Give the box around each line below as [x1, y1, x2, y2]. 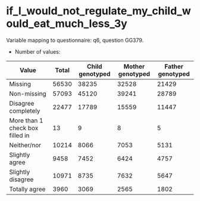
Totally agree [9, 185, 46, 193]
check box [9, 123, 39, 132]
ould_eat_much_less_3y [6, 17, 128, 30]
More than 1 [9, 116, 43, 125]
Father [164, 62, 183, 70]
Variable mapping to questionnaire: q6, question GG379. [6, 36, 144, 44]
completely [9, 106, 40, 115]
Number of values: [14, 48, 61, 55]
